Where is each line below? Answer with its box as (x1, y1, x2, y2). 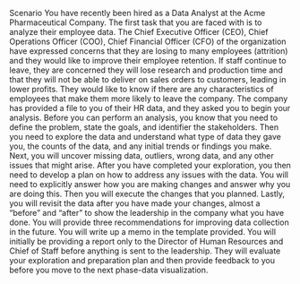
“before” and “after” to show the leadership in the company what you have (9, 208, 285, 218)
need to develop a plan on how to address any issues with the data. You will (9, 169, 289, 180)
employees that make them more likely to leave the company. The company (9, 93, 288, 104)
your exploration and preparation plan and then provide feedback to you (9, 255, 276, 265)
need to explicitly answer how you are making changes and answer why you (9, 179, 291, 189)
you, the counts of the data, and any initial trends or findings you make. (9, 141, 272, 151)
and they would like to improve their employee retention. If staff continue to (9, 56, 287, 65)
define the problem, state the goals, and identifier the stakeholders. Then (9, 122, 279, 133)
